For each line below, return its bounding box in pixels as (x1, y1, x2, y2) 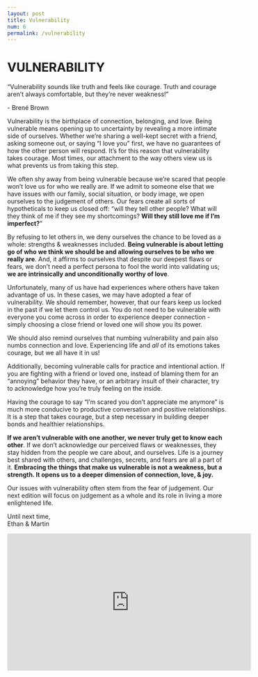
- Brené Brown (7, 104, 49, 112)
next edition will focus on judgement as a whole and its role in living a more (7, 492, 223, 500)
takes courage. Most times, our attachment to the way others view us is (7, 154, 212, 162)
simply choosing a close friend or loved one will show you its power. (7, 320, 203, 329)
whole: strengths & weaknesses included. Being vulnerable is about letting (7, 240, 224, 249)
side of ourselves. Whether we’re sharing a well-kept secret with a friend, (7, 132, 218, 140)
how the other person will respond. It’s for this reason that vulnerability (7, 147, 210, 155)
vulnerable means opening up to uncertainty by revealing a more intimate (7, 125, 217, 133)
